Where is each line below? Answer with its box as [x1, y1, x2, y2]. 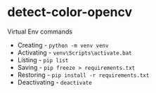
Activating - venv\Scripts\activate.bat [17, 48, 132, 57]
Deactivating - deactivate [17, 78, 93, 86]
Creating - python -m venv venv [17, 41, 109, 49]
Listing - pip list [17, 55, 69, 64]
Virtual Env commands [7, 27, 72, 36]
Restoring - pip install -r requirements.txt [17, 71, 150, 79]
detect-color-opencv [7, 4, 132, 20]
